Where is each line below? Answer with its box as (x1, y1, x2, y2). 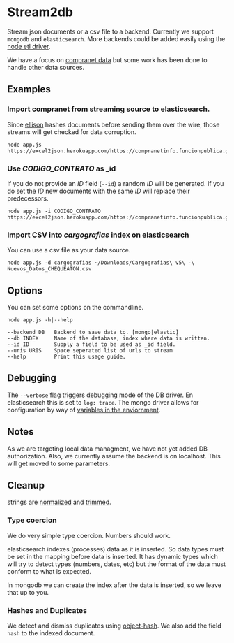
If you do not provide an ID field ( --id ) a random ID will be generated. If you (7, 179, 224, 187)
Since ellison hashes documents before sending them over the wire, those (7, 120, 220, 129)
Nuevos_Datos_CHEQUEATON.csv (7, 266, 92, 273)
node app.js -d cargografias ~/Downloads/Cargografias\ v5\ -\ (7, 259, 195, 266)
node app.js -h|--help (7, 317, 73, 324)
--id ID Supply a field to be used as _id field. (7, 341, 176, 348)
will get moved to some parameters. (7, 459, 110, 468)
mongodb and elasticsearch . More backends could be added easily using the (7, 34, 226, 43)
